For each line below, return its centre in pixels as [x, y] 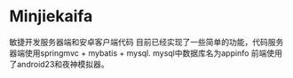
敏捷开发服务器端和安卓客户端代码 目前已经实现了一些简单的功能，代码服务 [146, 42]
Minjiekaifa [51, 16]
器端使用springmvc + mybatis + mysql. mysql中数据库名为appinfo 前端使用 [146, 53]
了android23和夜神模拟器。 [59, 64]
